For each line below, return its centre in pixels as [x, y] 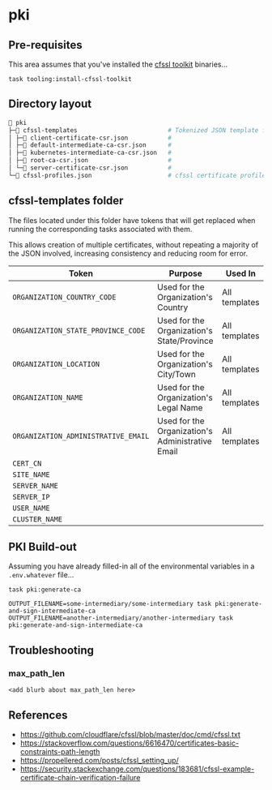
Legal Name [180, 407]
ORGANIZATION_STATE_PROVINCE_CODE [79, 331]
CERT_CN [27, 463]
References [38, 715]
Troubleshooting [51, 650]
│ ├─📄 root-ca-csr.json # [90, 161]
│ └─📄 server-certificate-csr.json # [90, 168]
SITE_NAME [31, 474]
